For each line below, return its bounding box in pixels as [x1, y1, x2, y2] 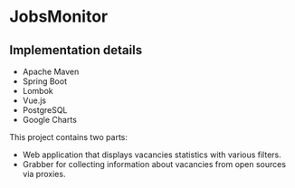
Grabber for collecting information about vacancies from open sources [22, 159, 287, 169]
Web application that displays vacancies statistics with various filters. [22, 149, 282, 160]
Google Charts [22, 115, 77, 125]
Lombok [22, 86, 54, 96]
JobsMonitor [9, 6, 109, 27]
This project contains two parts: [9, 132, 128, 142]
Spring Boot [22, 76, 68, 87]
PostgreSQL [22, 105, 68, 115]
